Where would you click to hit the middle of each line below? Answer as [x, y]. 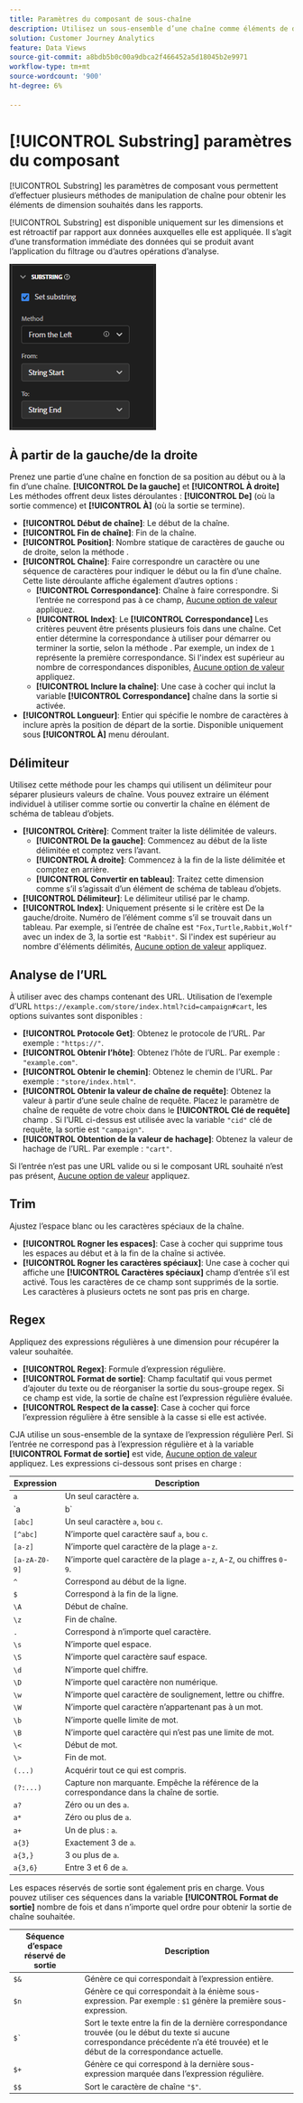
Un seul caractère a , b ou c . [114, 1521]
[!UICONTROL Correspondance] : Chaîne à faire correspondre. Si [157, 590]
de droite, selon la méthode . [75, 552]
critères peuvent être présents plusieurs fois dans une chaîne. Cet [158, 629]
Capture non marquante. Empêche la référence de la [161, 1782]
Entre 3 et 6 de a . [96, 1868]
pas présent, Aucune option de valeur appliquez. [100, 1176]
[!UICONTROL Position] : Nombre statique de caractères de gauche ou [154, 542]
